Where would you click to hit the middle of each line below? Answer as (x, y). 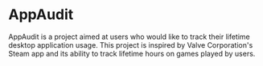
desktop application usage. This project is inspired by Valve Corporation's (131, 45)
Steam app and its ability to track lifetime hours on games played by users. (132, 53)
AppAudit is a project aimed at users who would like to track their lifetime (129, 37)
